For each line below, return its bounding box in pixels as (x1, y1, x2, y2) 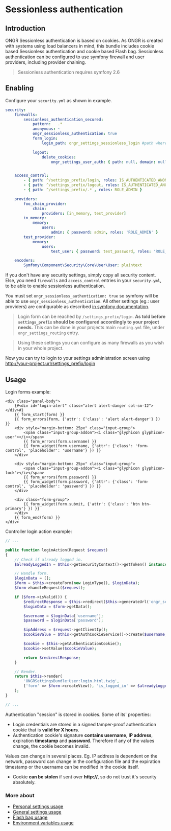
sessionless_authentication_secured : (23, 117, 103, 122)
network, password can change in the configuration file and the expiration (5, 758, 161, 765)
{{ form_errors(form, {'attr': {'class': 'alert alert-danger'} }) (14, 417, 160, 422)
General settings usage (12, 809, 62, 815)
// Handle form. (14, 571, 49, 576)
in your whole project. (17, 345, 64, 351)
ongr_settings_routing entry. (17, 330, 79, 336)
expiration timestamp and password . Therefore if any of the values (12, 737, 155, 744)
